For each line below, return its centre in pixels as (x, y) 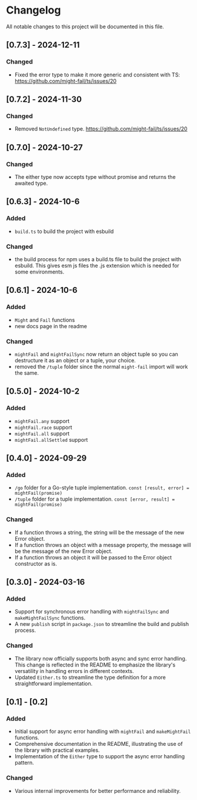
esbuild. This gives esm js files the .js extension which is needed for (97, 265)
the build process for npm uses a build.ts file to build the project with (98, 259)
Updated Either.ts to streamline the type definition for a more (90, 677)
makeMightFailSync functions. (50, 618)
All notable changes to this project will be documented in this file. (85, 26)
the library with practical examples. (57, 750)
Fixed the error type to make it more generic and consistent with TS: (97, 75)
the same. (27, 373)
